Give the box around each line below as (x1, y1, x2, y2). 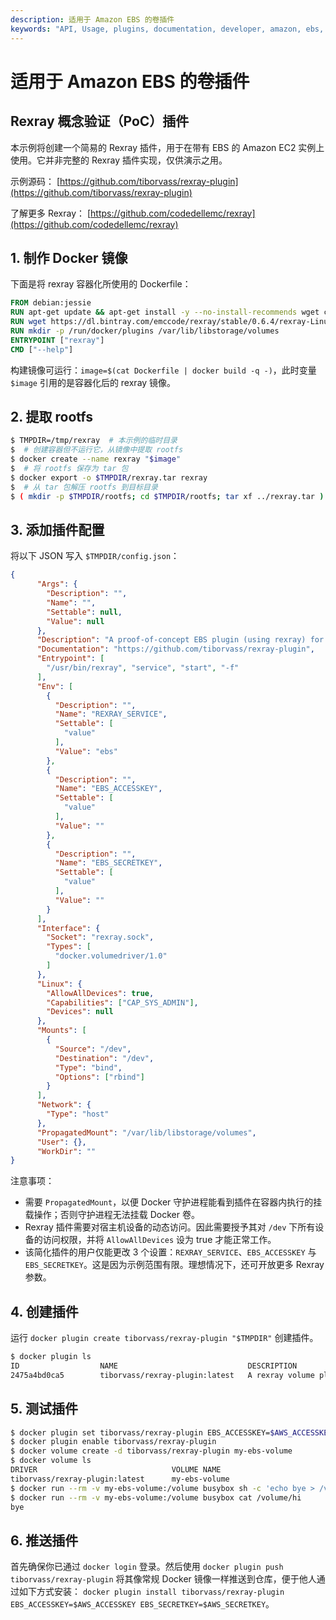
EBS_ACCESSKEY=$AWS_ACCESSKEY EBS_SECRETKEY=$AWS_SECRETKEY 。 (10, 1598, 275, 1610)
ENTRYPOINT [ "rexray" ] (10, 335, 105, 345)
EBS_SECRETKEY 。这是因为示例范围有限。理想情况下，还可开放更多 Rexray (24, 1259, 325, 1271)
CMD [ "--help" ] (10, 344, 74, 355)
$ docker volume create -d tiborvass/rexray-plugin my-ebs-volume (10, 1446, 293, 1456)
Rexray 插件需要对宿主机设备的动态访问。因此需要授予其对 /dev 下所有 (24, 1221, 316, 1233)
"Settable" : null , (46, 607, 123, 617)
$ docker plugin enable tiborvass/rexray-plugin (10, 1437, 217, 1447)
